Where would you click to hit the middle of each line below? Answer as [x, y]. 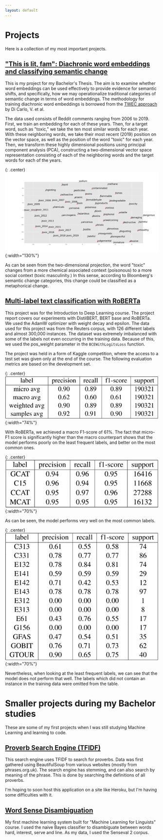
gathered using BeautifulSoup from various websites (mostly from [71, 765]
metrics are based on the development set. [48, 364]
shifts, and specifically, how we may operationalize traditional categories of [81, 94]
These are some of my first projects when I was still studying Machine [75, 727]
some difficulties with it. [29, 795]
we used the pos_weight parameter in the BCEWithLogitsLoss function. [75, 344]
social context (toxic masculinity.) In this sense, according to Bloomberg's [79, 275]
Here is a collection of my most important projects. [56, 48]
